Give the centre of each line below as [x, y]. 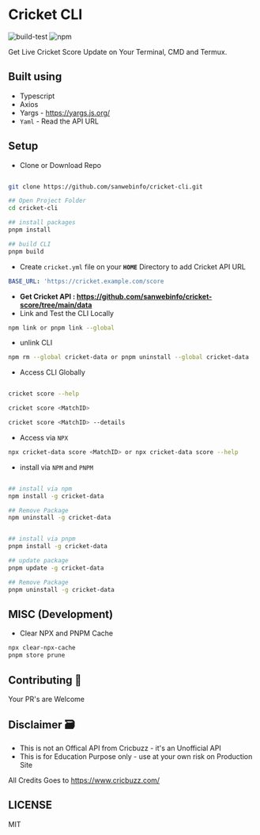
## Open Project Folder [47, 201]
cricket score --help [44, 394]
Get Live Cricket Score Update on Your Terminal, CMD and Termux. [118, 51]
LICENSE [30, 805]
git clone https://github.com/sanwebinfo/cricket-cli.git [106, 187]
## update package [38, 561]
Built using [35, 77]
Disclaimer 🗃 [41, 725]
